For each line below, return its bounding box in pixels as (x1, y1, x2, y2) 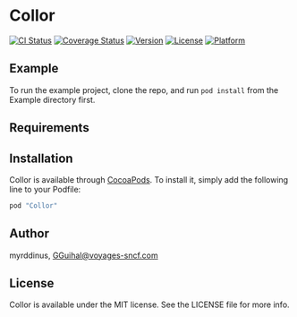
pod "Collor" (9, 201, 58, 210)
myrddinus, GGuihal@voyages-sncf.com (9, 250, 158, 261)
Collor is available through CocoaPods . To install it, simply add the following (9, 174, 289, 184)
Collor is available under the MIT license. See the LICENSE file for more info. (9, 299, 290, 310)
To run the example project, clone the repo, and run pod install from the (9, 84, 279, 95)
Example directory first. (9, 94, 96, 105)
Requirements (9, 120, 89, 135)
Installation (9, 150, 73, 166)
